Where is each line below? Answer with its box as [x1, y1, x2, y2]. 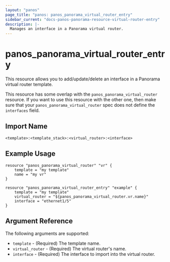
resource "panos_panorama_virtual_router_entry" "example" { [5, 185, 138, 190]
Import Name [5, 122, 48, 131]
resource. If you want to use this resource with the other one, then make [5, 97, 156, 103]
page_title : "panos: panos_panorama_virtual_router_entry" [5, 12, 133, 17]
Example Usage [5, 150, 56, 158]
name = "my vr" [14, 171, 47, 177]
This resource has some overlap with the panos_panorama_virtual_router [5, 91, 158, 97]
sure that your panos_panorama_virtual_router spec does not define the [5, 102, 155, 108]
